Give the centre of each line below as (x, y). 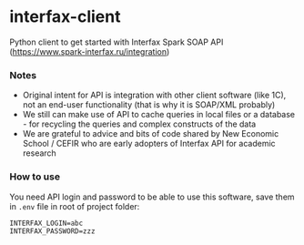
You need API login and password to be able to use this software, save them (152, 197)
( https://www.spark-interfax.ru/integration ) (90, 51)
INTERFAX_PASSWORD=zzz (52, 231)
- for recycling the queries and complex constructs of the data (139, 124)
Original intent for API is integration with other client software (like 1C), (154, 95)
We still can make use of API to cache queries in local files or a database (159, 115)
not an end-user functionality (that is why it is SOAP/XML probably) (149, 105)
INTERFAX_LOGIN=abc (46, 223)
